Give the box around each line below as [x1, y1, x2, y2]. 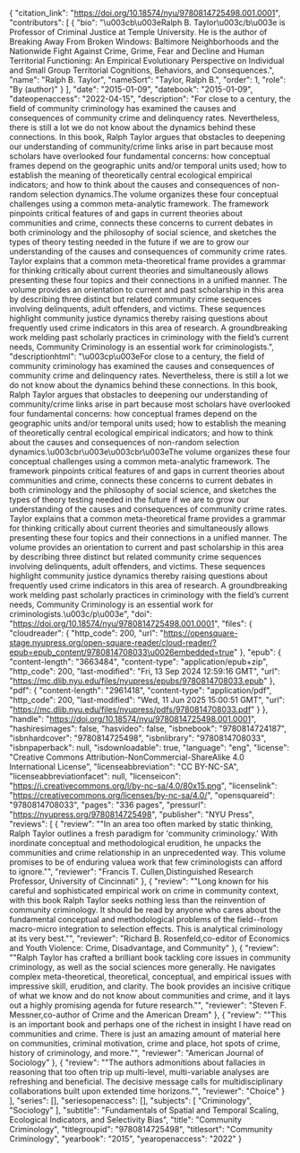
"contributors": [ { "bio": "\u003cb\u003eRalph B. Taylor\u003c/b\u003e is [9, 17, 286, 28]
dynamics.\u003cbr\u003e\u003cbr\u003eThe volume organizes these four [9, 446, 291, 457]
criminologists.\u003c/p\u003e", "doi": [9, 609, 152, 619]
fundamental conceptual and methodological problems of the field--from [9, 914, 279, 924]
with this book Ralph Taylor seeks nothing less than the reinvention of [9, 895, 266, 905]
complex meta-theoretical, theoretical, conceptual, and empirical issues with [9, 972, 292, 981]
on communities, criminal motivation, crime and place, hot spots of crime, [9, 1038, 280, 1049]
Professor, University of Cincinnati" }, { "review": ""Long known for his [9, 876, 269, 886]
